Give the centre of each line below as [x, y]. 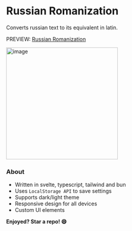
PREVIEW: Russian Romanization [46, 39]
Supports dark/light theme [47, 198]
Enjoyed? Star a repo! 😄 [37, 221]
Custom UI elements [40, 210]
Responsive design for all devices [56, 204]
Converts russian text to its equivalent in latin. [62, 27]
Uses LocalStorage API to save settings [63, 191]
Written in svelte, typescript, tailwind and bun [70, 185]
